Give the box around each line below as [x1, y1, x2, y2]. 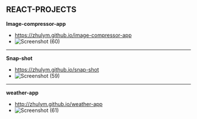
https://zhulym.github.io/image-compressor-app [14, 32, 132, 39]
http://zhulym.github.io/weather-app [14, 100, 103, 107]
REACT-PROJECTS [6, 5, 77, 15]
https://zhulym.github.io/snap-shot [14, 66, 99, 73]
